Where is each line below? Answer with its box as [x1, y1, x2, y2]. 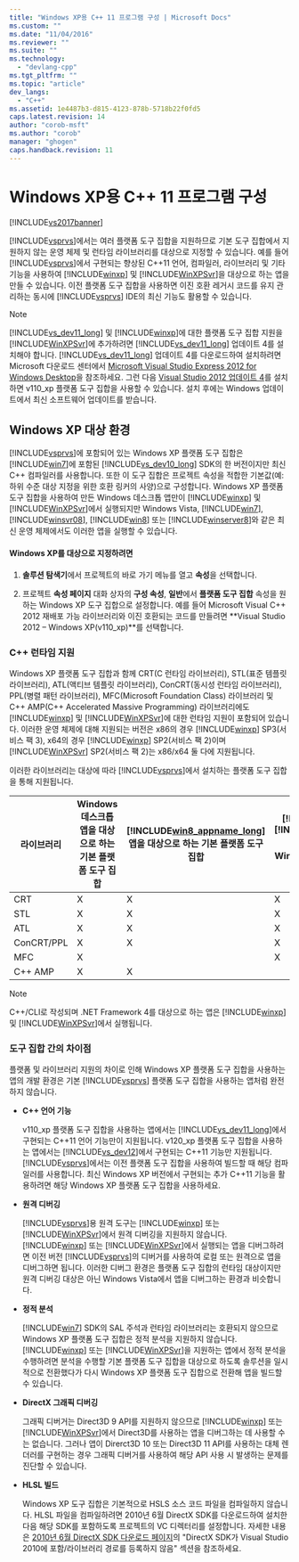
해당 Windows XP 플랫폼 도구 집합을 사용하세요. [53, 1180, 221, 1190]
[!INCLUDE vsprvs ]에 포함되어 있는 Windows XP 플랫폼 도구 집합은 [9, 447, 244, 459]
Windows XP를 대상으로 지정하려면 [9, 547, 133, 558]
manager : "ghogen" [9, 137, 77, 146]
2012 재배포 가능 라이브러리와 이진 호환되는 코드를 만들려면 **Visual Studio [21, 610, 287, 621]
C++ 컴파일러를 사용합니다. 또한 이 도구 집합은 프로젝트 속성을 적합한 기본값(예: [9, 470, 285, 481]
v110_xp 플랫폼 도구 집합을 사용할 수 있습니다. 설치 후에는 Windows [25, 382, 261, 393]
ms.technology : [9, 54, 66, 63]
